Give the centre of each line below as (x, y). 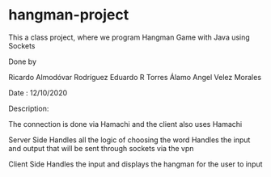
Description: (29, 108)
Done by (23, 61)
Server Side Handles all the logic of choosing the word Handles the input (129, 140)
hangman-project (69, 15)
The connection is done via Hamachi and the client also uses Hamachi (125, 124)
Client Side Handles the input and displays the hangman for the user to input (135, 164)
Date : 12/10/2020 (38, 93)
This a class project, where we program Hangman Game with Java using (129, 37)
